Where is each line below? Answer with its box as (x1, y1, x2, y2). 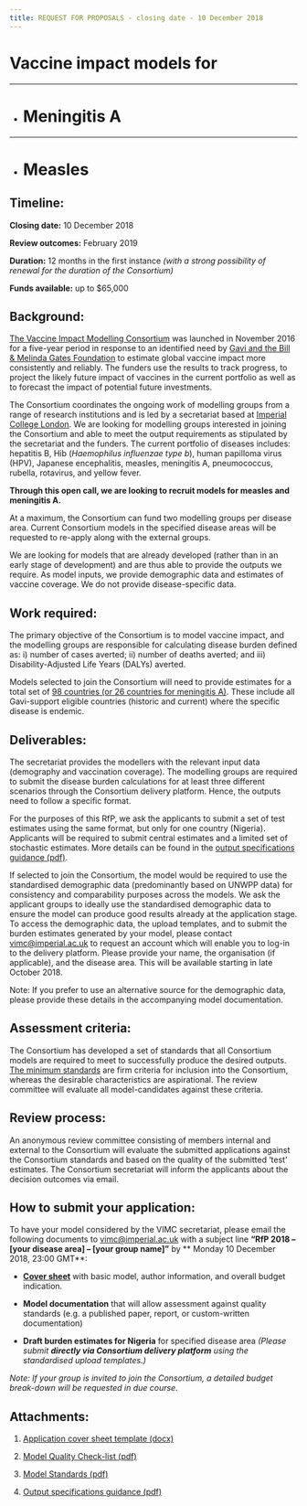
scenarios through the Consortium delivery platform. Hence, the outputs (9, 785, 281, 796)
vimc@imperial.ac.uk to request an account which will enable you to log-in (9, 937, 291, 948)
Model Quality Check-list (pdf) (22, 1451, 137, 1462)
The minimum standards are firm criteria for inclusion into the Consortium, (9, 1064, 289, 1075)
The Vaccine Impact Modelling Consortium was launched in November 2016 (9, 333, 295, 344)
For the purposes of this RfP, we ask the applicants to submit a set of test (9, 813, 286, 824)
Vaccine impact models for (9, 52, 217, 73)
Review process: (9, 1110, 107, 1126)
